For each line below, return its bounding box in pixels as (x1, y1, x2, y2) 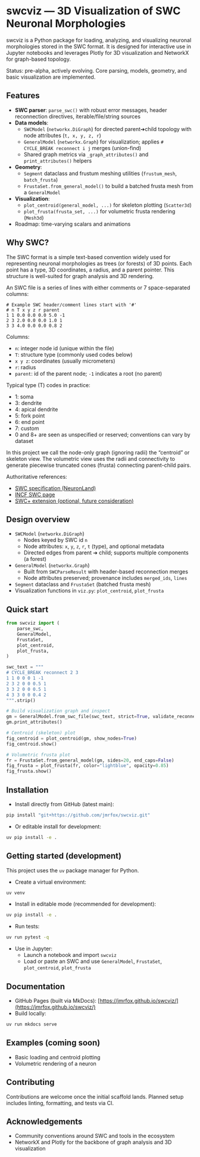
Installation (6, 785, 49, 795)
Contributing (6, 1077, 55, 1087)
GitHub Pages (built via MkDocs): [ (14, 997, 100, 1004)
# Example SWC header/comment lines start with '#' (6, 302, 137, 308)
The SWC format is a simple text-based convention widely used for (6, 253, 171, 260)
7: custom (14, 425, 39, 432)
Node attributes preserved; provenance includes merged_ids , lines (23, 575, 187, 582)
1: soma (14, 393, 34, 400)
